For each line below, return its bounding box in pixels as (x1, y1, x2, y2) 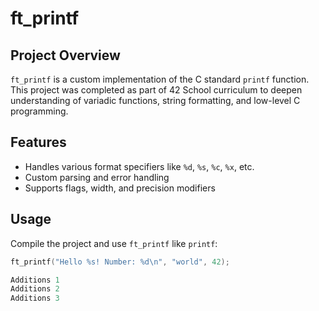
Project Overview (10, 47, 121, 64)
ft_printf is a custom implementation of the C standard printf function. (10, 73, 310, 85)
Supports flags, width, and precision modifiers (24, 182, 216, 194)
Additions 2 (10, 284, 60, 294)
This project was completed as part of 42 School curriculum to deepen (10, 84, 303, 96)
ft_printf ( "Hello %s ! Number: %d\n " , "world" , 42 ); (10, 257, 230, 267)
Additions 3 (10, 293, 60, 304)
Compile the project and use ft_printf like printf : (10, 237, 218, 249)
